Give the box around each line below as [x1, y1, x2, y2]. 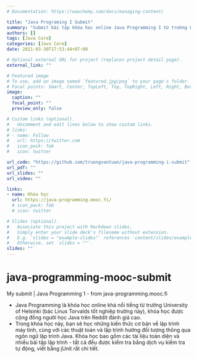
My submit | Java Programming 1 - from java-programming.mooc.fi [6, 290, 168, 297]
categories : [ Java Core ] [6, 41, 67, 47]
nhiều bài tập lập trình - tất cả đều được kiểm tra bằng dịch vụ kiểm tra [15, 339, 185, 346]
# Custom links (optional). [6, 116, 75, 122]
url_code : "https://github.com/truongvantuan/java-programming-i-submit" [6, 159, 191, 165]
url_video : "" [6, 175, 42, 181]
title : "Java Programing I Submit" [6, 19, 94, 25]
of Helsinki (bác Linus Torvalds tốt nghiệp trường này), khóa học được [15, 308, 184, 315]
